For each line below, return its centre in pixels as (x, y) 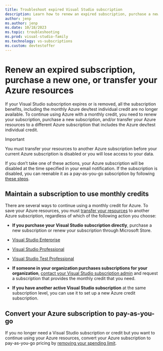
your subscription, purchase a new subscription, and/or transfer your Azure (81, 119)
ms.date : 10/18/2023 (26, 28)
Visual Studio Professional (38, 249)
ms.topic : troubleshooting (32, 32)
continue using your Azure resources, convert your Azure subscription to (78, 338)
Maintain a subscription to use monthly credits (77, 194)
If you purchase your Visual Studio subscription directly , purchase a (82, 225)
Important (15, 139)
